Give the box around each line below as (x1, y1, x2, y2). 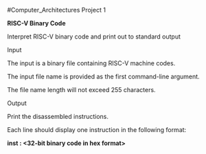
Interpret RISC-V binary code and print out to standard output (7, 32, 181, 41)
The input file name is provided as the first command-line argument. (7, 72, 201, 80)
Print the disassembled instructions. (7, 113, 108, 120)
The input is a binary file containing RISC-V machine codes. (7, 59, 176, 67)
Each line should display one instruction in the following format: (7, 126, 187, 133)
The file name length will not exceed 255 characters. (7, 86, 156, 93)
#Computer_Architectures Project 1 (7, 6, 106, 14)
